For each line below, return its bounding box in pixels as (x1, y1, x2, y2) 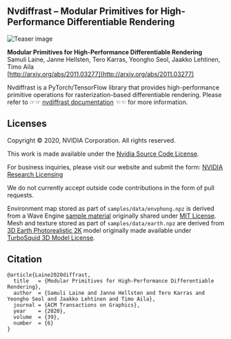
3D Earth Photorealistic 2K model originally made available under (7, 226, 192, 234)
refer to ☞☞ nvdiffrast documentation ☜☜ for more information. (7, 98, 188, 106)
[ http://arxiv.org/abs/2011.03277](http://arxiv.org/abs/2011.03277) (7, 70, 194, 78)
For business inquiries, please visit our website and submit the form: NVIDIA (7, 163, 223, 171)
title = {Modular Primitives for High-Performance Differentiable (13, 278, 214, 285)
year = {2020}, (13, 308, 67, 315)
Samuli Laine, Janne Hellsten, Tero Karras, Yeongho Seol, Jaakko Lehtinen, (7, 55, 221, 63)
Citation (7, 254, 43, 265)
